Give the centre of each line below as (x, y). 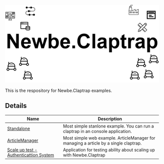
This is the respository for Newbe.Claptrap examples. (59, 91)
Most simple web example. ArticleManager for (109, 138)
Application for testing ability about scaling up (109, 150)
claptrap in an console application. (97, 131)
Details (16, 106)
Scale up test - (22, 150)
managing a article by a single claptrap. (102, 143)
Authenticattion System (31, 155)
